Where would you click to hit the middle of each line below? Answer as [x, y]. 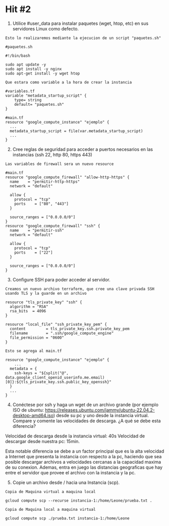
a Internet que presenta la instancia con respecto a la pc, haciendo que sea [83, 456]
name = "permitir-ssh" [37, 230]
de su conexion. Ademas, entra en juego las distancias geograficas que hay [84, 467]
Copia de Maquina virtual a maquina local [50, 492]
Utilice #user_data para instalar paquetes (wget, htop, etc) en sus [80, 23]
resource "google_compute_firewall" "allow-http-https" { [67, 177]
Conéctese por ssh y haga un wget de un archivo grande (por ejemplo [86, 404]
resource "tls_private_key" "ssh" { [44, 302]
